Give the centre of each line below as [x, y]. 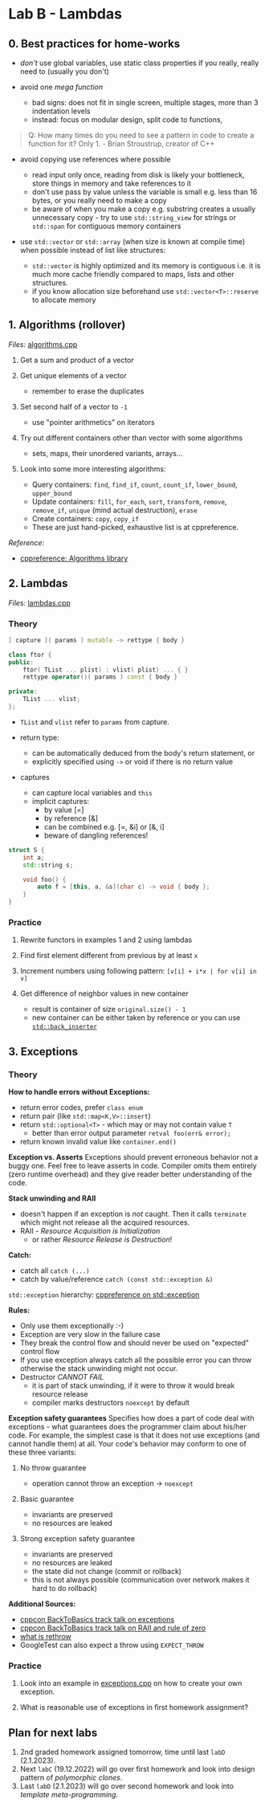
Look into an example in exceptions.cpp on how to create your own [131, 1683]
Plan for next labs [53, 1733]
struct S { [26, 850]
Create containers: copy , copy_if [85, 518]
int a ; [34, 857]
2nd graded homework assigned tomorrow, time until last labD [122, 1752]
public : [21, 662]
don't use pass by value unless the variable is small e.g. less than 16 [145, 192]
